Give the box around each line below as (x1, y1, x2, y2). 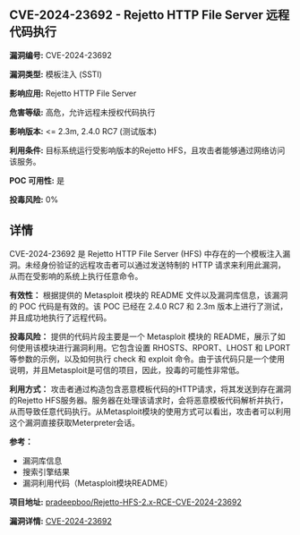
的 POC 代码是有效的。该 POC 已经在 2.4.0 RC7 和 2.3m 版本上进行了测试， (9, 301, 288, 311)
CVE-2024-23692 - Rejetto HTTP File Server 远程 (9, 7, 290, 23)
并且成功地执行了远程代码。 (9, 311, 112, 323)
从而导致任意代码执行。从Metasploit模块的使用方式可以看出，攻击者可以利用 (9, 405, 292, 417)
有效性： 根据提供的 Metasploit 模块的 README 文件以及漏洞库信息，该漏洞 (9, 289, 288, 301)
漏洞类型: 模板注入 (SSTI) (9, 69, 103, 80)
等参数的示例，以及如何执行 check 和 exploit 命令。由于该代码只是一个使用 (9, 353, 285, 364)
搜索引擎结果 (21, 466, 70, 477)
